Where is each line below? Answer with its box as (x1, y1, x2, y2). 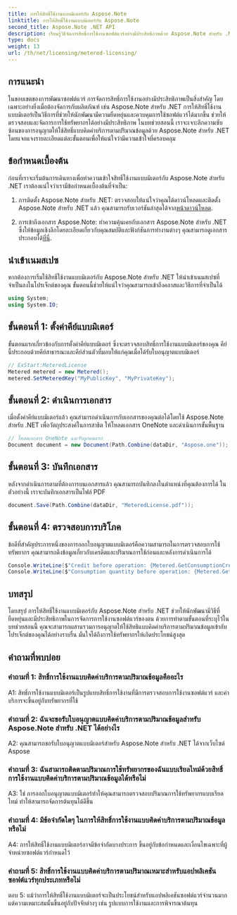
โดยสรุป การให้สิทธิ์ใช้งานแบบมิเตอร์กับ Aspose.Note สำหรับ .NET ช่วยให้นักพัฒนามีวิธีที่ (8, 606, 220, 615)
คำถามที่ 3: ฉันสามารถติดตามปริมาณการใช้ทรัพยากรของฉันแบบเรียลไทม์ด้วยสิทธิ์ (8, 765, 224, 775)
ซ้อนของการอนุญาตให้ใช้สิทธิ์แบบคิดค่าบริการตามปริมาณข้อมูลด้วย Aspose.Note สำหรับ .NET (8, 126, 230, 135)
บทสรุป (8, 587, 33, 599)
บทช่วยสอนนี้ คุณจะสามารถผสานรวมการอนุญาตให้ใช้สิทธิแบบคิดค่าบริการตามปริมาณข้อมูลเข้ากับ (8, 623, 227, 631)
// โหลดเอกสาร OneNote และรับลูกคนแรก (8, 435, 103, 442)
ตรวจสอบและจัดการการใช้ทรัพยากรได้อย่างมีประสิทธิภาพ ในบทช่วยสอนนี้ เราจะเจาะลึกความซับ (8, 118, 223, 127)
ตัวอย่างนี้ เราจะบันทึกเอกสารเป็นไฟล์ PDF (8, 487, 106, 496)
